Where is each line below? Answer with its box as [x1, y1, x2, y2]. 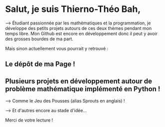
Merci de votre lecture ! [5, 117, 53, 123]
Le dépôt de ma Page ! [5, 60, 76, 68]
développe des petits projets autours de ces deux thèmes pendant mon [5, 25, 152, 31]
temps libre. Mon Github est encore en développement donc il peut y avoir [5, 30, 158, 36]
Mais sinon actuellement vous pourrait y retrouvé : [5, 45, 109, 51]
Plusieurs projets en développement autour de [5, 77, 152, 85]
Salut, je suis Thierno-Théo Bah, [5, 3, 141, 15]
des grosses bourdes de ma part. [5, 36, 74, 42]
